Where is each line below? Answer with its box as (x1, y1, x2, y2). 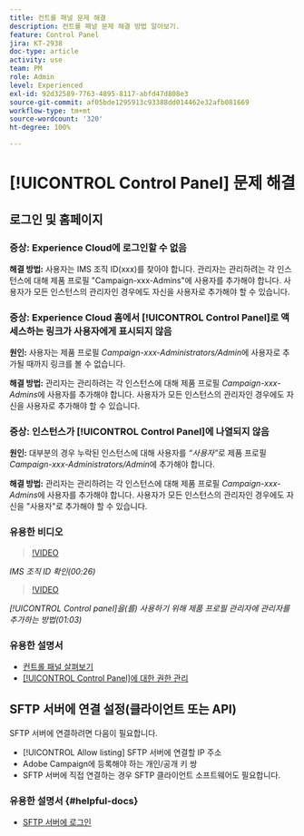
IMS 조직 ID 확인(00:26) (9, 566, 96, 576)
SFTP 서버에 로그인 (22, 817, 93, 828)
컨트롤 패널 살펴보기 (22, 662, 93, 673)
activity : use (9, 55, 64, 64)
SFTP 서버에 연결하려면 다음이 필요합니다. (9, 727, 159, 738)
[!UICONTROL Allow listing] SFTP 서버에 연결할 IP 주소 (22, 746, 222, 758)
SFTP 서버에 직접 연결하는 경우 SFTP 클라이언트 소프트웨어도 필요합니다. (22, 769, 281, 781)
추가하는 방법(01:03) (9, 614, 83, 625)
